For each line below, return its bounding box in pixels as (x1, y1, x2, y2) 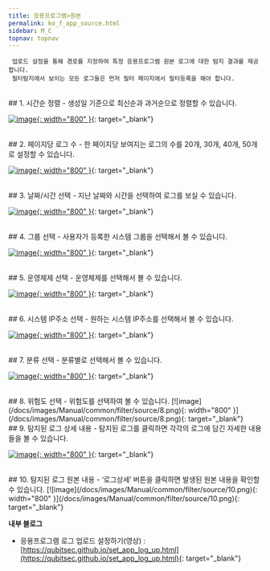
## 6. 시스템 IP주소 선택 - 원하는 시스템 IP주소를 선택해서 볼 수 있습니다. (8, 314, 234, 324)
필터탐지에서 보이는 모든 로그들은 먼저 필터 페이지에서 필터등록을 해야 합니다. (11, 75, 235, 83)
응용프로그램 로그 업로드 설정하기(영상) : (19, 536, 146, 546)
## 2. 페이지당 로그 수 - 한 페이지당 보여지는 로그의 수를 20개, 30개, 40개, (8, 140, 241, 149)
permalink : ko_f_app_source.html (8, 19, 121, 27)
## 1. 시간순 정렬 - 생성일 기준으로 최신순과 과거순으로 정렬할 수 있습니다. (8, 98, 237, 108)
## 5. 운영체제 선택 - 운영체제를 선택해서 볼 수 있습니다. (8, 273, 183, 283)
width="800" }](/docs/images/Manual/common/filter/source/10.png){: (8, 494, 240, 504)
